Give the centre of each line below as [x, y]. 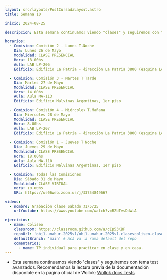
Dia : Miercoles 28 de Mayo [42, 115]
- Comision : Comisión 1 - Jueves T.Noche [53, 142]
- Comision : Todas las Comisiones [45, 175]
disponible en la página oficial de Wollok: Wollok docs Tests [74, 273]
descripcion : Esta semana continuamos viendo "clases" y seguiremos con [82, 32]
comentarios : [28, 243]
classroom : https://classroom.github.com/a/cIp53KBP [70, 229]
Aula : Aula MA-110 [33, 161]
